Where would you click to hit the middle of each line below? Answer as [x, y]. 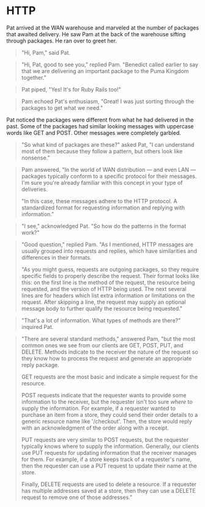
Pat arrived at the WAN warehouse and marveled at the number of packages [103, 28]
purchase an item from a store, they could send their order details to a [110, 414]
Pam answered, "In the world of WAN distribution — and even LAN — [109, 169]
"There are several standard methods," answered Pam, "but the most [108, 339]
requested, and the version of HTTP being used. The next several [104, 288]
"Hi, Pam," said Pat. [46, 52]
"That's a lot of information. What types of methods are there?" [101, 320]
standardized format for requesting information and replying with [103, 207]
